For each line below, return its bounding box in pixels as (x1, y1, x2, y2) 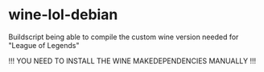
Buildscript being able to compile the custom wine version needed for (8, 32, 239, 42)
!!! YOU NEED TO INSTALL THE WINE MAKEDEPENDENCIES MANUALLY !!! (8, 56, 257, 66)
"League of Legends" (8, 40, 80, 50)
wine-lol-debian (8, 6, 118, 24)
